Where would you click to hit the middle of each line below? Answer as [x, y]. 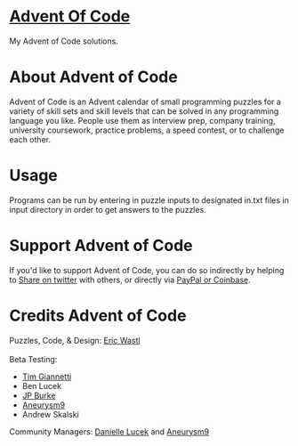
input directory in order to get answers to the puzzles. [108, 209]
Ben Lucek [42, 385]
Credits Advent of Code [98, 316]
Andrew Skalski [51, 414]
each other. [30, 139]
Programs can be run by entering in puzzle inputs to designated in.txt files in [149, 200]
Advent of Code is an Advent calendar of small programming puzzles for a [145, 101]
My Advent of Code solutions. [64, 41]
